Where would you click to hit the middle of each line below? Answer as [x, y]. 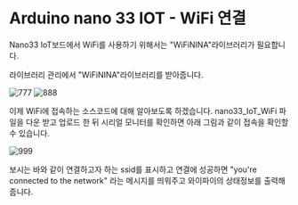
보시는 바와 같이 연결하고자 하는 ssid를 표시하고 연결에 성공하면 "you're [133, 169]
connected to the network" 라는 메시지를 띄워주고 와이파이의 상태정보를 [136, 180]
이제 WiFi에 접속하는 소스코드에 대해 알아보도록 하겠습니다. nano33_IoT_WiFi [143, 111]
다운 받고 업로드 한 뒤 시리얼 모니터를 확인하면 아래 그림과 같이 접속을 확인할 [157, 122]
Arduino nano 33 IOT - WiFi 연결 [128, 18]
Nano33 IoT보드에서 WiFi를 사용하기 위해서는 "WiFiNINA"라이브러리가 [132, 45]
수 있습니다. [30, 133]
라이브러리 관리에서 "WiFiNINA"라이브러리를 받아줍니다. [106, 74]
